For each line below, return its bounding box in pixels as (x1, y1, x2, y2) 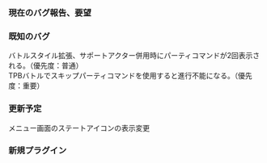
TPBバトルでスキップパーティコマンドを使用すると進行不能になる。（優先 (8, 71, 252, 81)
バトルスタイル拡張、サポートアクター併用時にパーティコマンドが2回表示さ (8, 51, 261, 61)
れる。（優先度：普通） (8, 61, 83, 70)
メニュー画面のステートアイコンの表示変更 (8, 123, 150, 132)
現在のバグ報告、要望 (8, 6, 91, 18)
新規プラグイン (8, 145, 67, 157)
